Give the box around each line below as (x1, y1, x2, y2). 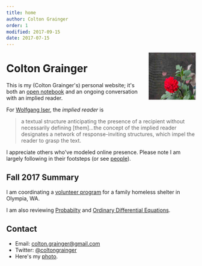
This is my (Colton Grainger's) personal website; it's (6, 82, 135, 89)
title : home (6, 10, 36, 16)
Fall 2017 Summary (6, 172, 79, 183)
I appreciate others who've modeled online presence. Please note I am (6, 149, 181, 156)
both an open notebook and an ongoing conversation (6, 88, 138, 96)
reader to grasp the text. (20, 137, 82, 144)
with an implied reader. (6, 94, 63, 102)
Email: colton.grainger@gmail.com (14, 240, 100, 247)
